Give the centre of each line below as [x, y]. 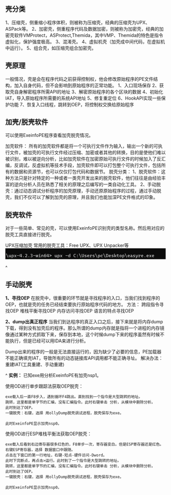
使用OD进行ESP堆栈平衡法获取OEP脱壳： [49, 434]
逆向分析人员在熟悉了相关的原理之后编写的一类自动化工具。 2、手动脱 [88, 184]
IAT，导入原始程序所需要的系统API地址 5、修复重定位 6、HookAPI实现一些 [83, 98]
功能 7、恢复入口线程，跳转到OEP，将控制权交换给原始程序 [72, 104]
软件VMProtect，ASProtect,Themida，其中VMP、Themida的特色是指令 [89, 35]
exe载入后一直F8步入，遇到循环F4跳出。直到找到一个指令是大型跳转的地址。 [74, 397]
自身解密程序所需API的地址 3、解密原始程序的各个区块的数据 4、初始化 [89, 91]
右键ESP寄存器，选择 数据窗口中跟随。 [40, 450]
